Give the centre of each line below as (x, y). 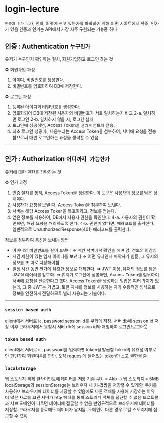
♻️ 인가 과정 (16, 182)
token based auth (26, 339)
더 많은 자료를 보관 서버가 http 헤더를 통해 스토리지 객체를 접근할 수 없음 (73, 398)
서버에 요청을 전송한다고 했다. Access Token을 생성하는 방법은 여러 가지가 (83, 281)
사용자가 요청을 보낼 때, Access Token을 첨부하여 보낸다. (67, 205)
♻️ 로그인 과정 (18, 96)
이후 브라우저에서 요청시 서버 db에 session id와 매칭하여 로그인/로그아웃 (79, 326)
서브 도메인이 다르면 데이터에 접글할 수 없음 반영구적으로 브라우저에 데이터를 (82, 403)
